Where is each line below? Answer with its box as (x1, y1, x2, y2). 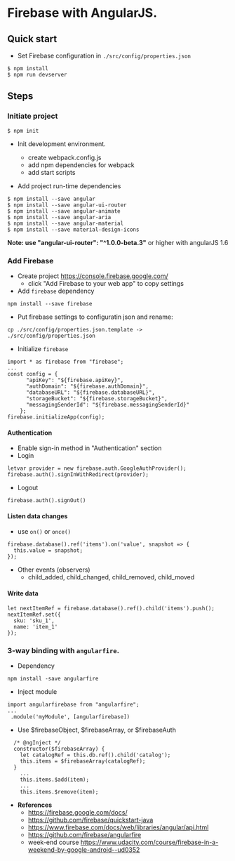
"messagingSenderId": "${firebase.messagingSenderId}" (25, 401, 190, 408)
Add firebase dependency (17, 287, 95, 295)
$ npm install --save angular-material (7, 220, 124, 227)
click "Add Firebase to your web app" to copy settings (27, 279, 184, 287)
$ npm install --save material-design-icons (7, 226, 140, 233)
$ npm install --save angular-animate (7, 207, 121, 215)
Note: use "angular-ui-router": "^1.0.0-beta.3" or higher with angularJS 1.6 (7, 238, 229, 247)
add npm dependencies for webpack (27, 160, 135, 169)
